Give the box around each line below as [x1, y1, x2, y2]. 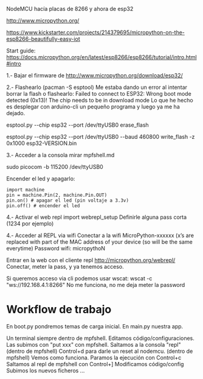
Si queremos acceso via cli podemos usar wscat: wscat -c [6, 275, 153, 282]
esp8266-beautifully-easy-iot [6, 35, 80, 42]
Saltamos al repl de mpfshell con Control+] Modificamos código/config [6, 360, 184, 367]
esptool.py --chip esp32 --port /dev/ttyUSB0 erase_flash [6, 121, 149, 129]
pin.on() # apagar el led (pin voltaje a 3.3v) [6, 197, 129, 204]
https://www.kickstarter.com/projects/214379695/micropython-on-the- [6, 29, 185, 36]
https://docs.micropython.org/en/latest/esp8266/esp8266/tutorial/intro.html [6, 54, 197, 60]
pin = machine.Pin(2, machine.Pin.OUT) [6, 192, 108, 198]
